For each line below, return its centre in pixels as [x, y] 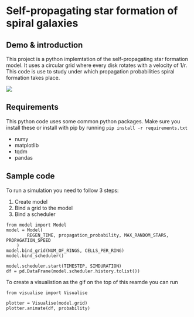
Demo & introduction [45, 45]
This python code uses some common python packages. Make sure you [93, 121]
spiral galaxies [42, 23]
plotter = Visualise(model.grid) [47, 303]
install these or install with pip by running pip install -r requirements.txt [97, 127]
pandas [24, 157]
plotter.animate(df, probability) [48, 308]
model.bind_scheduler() [35, 256]
